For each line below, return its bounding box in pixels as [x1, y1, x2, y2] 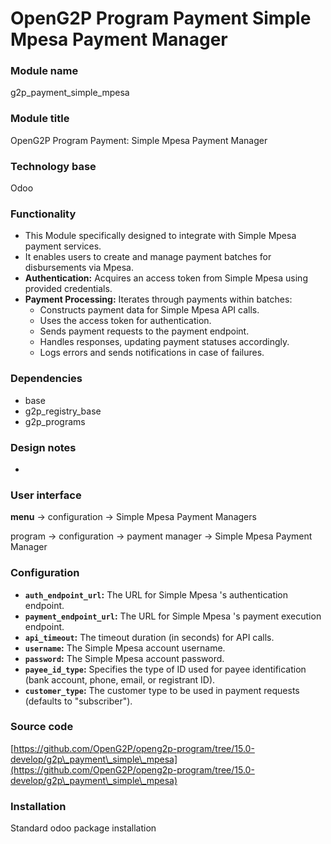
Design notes [10, 440, 77, 454]
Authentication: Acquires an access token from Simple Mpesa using [24, 272, 308, 284]
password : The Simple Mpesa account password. [24, 652, 225, 664]
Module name [10, 64, 79, 78]
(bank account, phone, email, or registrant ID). [24, 673, 216, 686]
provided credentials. [24, 283, 113, 295]
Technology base [10, 159, 97, 173]
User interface [10, 488, 82, 502]
